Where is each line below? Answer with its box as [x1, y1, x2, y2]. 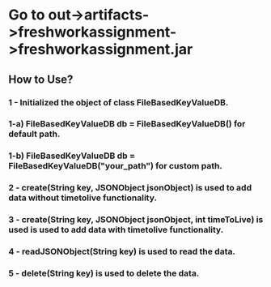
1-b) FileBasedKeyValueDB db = [8, 150, 136, 161]
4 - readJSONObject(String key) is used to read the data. [8, 246, 236, 257]
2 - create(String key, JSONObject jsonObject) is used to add [8, 182, 252, 194]
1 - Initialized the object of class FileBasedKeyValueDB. [8, 96, 229, 108]
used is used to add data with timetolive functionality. [8, 225, 224, 236]
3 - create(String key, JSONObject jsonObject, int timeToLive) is [8, 214, 264, 225]
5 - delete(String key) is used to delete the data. [8, 268, 200, 279]
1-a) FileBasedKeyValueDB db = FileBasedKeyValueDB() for [8, 118, 246, 130]
